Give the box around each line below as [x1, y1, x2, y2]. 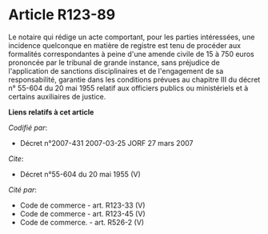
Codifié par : [8, 123, 48, 132]
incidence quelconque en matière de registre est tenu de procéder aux [8, 40, 242, 50]
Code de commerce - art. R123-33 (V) [19, 200, 146, 210]
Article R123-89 [8, 6, 116, 24]
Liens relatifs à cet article [8, 107, 94, 117]
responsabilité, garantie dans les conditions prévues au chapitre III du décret [8, 75, 261, 84]
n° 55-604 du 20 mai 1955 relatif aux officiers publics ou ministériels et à [8, 83, 249, 93]
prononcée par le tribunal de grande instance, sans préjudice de [8, 58, 220, 67]
